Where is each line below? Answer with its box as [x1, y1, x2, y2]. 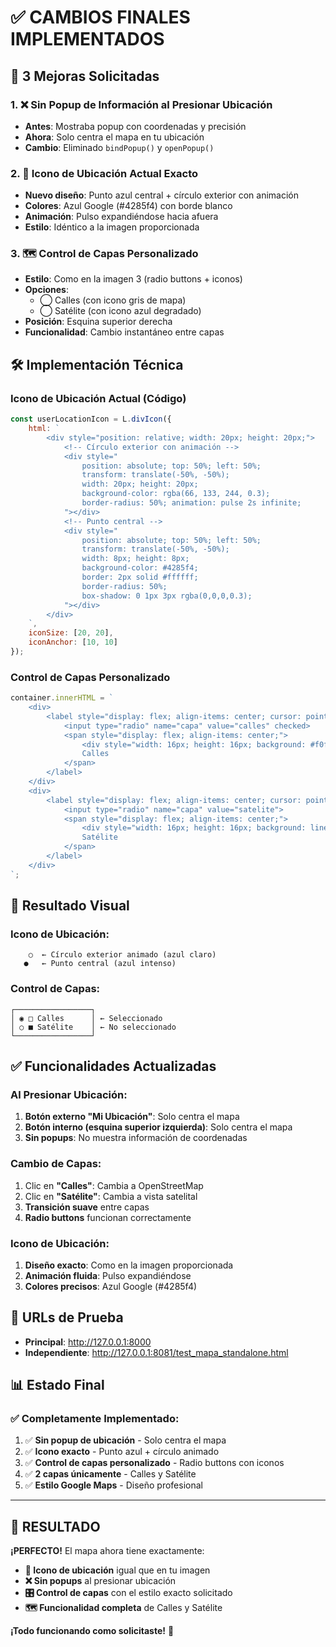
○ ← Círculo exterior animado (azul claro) [28, 950, 217, 960]
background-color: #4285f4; [81, 563, 199, 573]
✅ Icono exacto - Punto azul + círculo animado [24, 1446, 220, 1458]
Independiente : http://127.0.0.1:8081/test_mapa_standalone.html [24, 1346, 289, 1358]
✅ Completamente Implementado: [10, 1412, 180, 1426]
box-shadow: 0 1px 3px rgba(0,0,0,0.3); [81, 591, 253, 601]
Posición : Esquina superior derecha [24, 316, 173, 328]
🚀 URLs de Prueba [10, 1309, 124, 1326]
